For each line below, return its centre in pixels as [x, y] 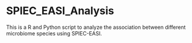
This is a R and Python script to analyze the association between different [96, 27]
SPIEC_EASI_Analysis [60, 11]
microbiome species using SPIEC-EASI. [54, 33]
